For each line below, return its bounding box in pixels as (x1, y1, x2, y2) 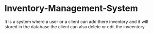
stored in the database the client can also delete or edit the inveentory (4, 23, 145, 29)
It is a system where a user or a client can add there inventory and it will (4, 19, 149, 24)
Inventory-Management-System (4, 3, 138, 14)
